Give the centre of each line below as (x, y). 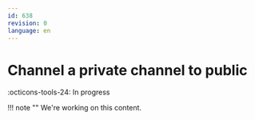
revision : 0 (27, 23)
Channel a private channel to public (127, 70)
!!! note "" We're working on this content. (74, 108)
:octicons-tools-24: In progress (59, 92)
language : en (29, 30)
